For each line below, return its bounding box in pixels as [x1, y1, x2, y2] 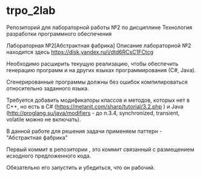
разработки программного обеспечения [6, 30, 112, 37]
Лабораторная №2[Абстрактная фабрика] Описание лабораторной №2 [6, 42, 192, 49]
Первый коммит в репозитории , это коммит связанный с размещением [6, 145, 195, 153]
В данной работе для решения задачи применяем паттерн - [6, 127, 163, 135]
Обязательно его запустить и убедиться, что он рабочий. [6, 164, 155, 171]
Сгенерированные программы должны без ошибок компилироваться [6, 78, 188, 85]
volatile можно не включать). [6, 116, 81, 123]
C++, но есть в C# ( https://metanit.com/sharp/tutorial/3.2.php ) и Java [6, 102, 184, 110]
